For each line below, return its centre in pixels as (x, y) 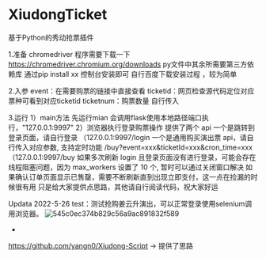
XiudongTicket (58, 15)
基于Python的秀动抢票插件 (51, 37)
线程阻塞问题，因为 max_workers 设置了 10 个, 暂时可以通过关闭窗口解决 (126, 167)
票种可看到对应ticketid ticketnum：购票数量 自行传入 (94, 101)
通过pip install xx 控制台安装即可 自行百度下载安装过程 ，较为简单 (130, 74)
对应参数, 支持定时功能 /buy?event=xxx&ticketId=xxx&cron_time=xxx (141, 147)
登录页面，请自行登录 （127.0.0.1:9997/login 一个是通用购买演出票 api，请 (127, 137)
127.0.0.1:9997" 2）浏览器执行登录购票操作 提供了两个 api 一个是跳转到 (140, 127)
